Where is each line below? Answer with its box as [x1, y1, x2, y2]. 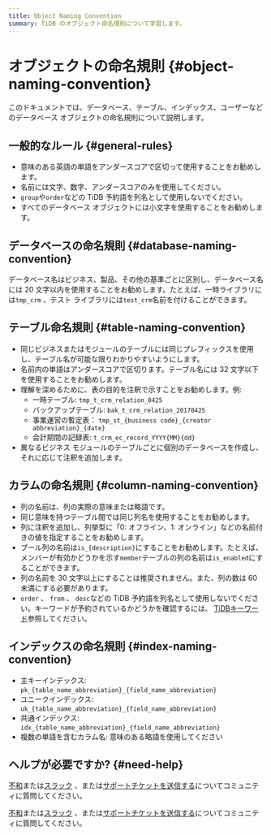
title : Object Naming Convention [8, 11, 122, 20]
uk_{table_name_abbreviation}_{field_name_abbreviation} [19, 704, 217, 713]
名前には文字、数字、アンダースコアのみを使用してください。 [19, 182, 226, 192]
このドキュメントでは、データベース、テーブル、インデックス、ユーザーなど [8, 102, 264, 112]
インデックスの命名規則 [8, 639, 126, 654]
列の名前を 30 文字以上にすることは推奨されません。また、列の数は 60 [19, 573, 258, 582]
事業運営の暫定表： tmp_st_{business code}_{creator [32, 415, 212, 425]
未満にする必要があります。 [19, 582, 113, 593]
